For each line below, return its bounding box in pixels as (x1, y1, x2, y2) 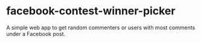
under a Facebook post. (6, 30, 66, 37)
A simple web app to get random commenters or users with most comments (6, 24, 196, 31)
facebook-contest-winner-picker (6, 4, 176, 18)
